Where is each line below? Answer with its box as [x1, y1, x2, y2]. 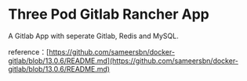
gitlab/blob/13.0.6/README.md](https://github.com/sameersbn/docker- [8, 56, 239, 65]
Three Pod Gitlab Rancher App [8, 5, 210, 23]
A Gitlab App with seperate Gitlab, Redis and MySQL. [8, 31, 179, 40]
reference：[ [8, 47, 49, 56]
